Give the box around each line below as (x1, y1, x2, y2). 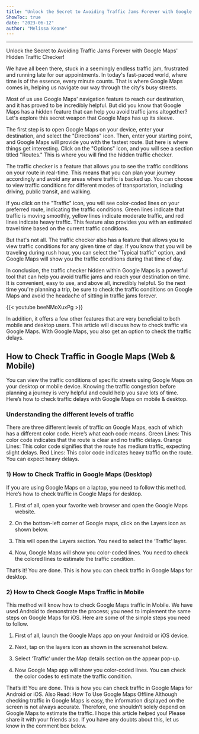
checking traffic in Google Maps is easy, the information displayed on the (6, 697, 185, 704)
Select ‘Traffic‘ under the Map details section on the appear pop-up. (14, 655, 181, 662)
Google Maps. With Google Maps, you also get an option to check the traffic (6, 328, 192, 335)
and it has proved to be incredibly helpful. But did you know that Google (6, 102, 182, 109)
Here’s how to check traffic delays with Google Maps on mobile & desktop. (6, 396, 188, 403)
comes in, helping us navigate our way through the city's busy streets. (6, 84, 178, 91)
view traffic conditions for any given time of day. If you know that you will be (6, 243, 192, 250)
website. (14, 508, 36, 515)
